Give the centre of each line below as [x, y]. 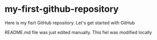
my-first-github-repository [62, 9]
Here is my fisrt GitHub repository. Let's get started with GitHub [70, 23]
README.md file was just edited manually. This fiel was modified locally [78, 32]
